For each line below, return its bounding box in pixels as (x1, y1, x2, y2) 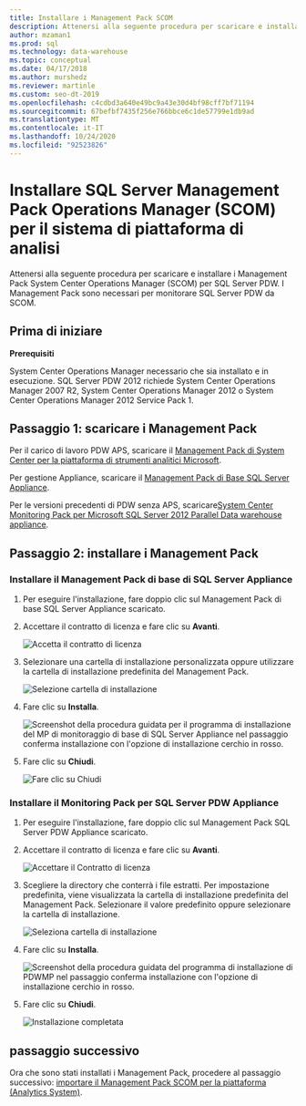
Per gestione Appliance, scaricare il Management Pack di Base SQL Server (9, 472, 290, 483)
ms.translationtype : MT (9, 115, 100, 124)
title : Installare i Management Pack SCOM (9, 13, 173, 23)
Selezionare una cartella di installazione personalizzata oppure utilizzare (22, 656, 294, 667)
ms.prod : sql (9, 38, 59, 48)
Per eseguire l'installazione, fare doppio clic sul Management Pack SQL (22, 817, 291, 828)
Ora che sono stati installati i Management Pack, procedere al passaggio (9, 1068, 281, 1079)
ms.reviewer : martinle (9, 81, 96, 90)
